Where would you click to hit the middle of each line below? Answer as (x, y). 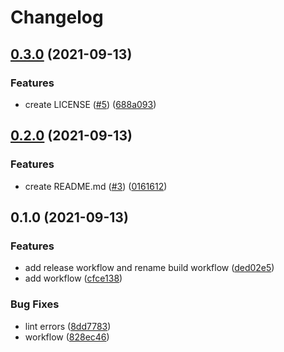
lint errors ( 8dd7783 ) (68, 326)
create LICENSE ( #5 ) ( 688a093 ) (90, 104)
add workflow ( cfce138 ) (73, 278)
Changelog (57, 17)
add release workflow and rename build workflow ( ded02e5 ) (149, 268)
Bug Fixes (35, 304)
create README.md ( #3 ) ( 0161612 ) (96, 186)
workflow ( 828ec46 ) (67, 337)
